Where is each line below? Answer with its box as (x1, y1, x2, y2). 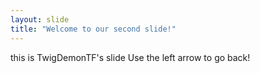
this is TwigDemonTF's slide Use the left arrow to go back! (10, 51, 251, 63)
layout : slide (10, 14, 70, 25)
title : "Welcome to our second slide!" (10, 24, 177, 34)
